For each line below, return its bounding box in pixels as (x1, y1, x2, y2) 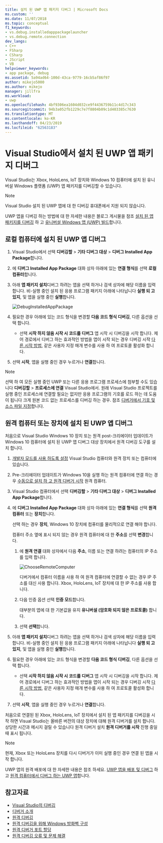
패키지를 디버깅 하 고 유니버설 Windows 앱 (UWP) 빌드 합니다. (5, 219, 123, 225)
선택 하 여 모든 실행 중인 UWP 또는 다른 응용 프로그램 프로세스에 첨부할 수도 (5, 379, 148, 385)
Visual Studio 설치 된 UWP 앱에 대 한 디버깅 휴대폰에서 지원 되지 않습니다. (5, 203, 146, 209)
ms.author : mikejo (5, 84, 42, 89)
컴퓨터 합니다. (12, 271, 37, 277)
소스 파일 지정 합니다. (5, 403, 44, 409)
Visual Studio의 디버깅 (12, 802, 56, 808)
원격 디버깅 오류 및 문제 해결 (12, 833, 66, 839)
